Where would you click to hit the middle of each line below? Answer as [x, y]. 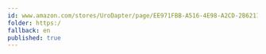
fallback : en [29, 30]
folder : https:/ [34, 23]
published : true [34, 38]
